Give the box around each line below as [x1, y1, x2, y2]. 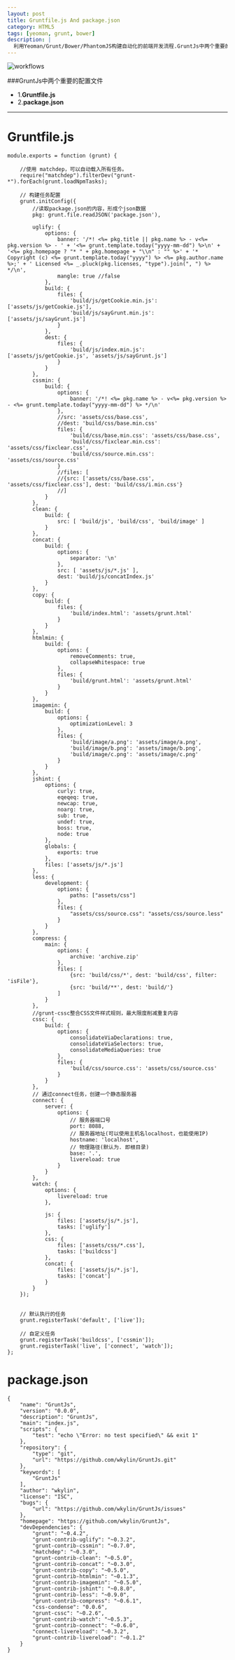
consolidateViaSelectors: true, [69, 1040, 164, 1048]
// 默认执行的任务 [20, 1310, 66, 1317]
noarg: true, [57, 806, 96, 813]
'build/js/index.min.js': [69, 346, 145, 353]
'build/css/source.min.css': [69, 450, 155, 458]
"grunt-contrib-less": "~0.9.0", [32, 1591, 130, 1598]
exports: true [57, 849, 99, 856]
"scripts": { [20, 1425, 58, 1433]
